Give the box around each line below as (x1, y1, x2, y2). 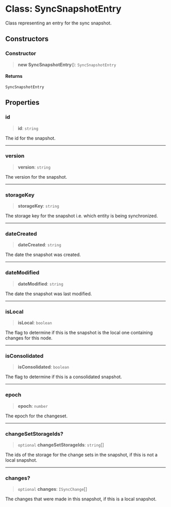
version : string (17, 164, 51, 170)
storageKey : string (17, 203, 60, 209)
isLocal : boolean (17, 320, 52, 326)
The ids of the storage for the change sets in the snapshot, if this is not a (5, 452, 158, 458)
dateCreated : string (17, 242, 62, 248)
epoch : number (17, 403, 48, 409)
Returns (5, 73, 23, 79)
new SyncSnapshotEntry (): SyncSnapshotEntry (17, 62, 117, 68)
